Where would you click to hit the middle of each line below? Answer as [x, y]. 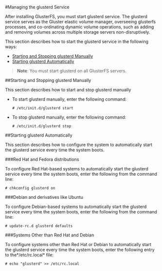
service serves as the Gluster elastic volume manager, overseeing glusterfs [81, 22]
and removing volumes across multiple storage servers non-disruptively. [78, 32]
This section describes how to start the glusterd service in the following [77, 42]
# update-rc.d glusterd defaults [39, 226]
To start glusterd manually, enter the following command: [69, 99]
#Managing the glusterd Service [37, 7]
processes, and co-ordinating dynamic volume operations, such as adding [80, 27]
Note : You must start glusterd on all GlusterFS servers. [72, 71]
